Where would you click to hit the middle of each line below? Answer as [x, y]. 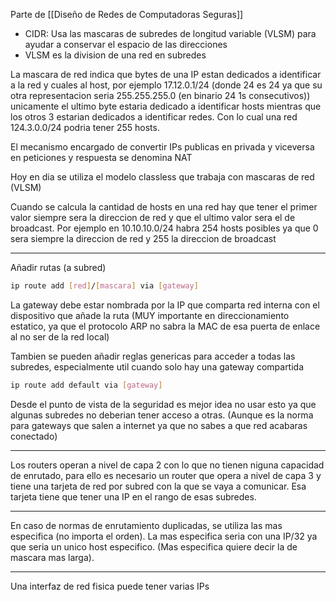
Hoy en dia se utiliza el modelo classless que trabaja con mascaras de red [162, 177]
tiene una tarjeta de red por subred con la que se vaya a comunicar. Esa [158, 486]
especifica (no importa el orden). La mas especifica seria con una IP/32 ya [164, 536]
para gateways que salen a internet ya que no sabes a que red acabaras [159, 425]
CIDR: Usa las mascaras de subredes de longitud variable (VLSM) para [170, 33]
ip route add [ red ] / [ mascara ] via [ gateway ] [104, 286]
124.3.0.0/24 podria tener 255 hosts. [85, 127]
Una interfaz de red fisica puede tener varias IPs [110, 586]
